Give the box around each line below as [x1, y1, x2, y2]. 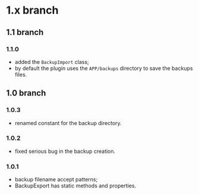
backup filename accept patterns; [14, 176, 98, 183]
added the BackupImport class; [14, 58, 89, 65]
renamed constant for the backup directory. [14, 119, 122, 126]
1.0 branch [6, 88, 46, 98]
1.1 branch [6, 27, 44, 37]
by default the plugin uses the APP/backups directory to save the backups [14, 65, 193, 72]
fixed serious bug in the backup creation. [14, 148, 116, 155]
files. [14, 71, 27, 78]
